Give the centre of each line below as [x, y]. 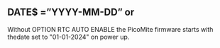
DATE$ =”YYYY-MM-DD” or [71, 12]
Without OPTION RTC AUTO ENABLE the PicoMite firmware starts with [110, 29]
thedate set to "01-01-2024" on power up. [68, 37]
